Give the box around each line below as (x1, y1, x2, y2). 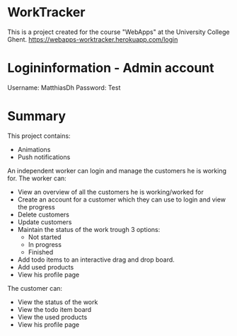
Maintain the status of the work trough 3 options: (17, 225, 161, 233)
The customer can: (7, 284, 62, 292)
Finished (28, 248, 54, 256)
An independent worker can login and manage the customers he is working (7, 166, 226, 175)
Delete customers (17, 210, 69, 219)
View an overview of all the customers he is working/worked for (17, 187, 204, 196)
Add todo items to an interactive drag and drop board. (17, 255, 175, 264)
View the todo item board (17, 305, 92, 313)
